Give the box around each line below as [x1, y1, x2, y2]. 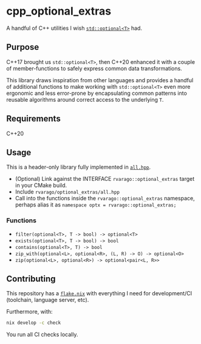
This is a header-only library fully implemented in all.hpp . [6, 163, 151, 171]
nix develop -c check [6, 320, 61, 326]
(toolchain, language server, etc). [6, 297, 89, 304]
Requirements [6, 114, 61, 124]
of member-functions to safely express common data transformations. [6, 65, 182, 72]
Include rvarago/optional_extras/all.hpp [15, 188, 120, 195]
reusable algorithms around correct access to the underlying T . [6, 96, 164, 103]
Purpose [6, 42, 39, 52]
